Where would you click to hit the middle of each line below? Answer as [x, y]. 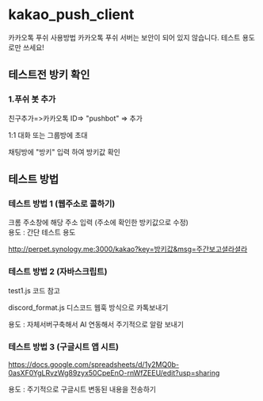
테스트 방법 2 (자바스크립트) [58, 272]
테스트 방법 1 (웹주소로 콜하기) [62, 204]
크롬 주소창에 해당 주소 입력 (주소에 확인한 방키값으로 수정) [98, 223]
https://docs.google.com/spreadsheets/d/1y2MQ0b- [94, 364]
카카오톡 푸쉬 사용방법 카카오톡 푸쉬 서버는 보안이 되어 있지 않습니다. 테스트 [124, 37]
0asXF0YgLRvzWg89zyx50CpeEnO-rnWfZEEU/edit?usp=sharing [114, 372]
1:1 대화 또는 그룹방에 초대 [48, 135]
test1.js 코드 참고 [34, 290]
